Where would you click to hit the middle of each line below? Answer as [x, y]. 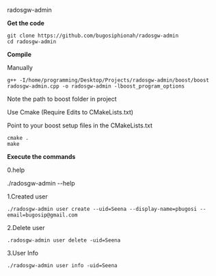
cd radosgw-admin [32, 42]
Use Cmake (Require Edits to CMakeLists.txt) [70, 112]
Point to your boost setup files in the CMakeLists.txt [80, 125]
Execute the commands [41, 156]
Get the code [26, 23]
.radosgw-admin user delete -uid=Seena [64, 240]
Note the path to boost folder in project [62, 99]
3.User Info [23, 253]
